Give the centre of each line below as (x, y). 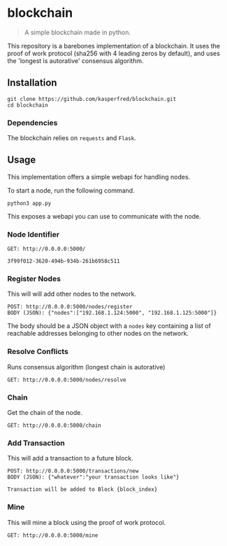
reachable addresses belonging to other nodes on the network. (98, 334)
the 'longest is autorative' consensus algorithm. (76, 60)
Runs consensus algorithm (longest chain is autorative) (86, 367)
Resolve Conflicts (38, 352)
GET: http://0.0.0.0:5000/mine (53, 535)
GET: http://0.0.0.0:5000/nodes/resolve (67, 380)
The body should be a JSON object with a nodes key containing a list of (109, 326)
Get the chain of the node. (45, 413)
